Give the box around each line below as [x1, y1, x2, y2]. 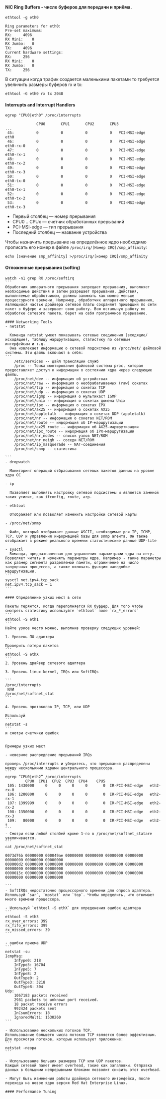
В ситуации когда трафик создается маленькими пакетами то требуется [5, 76, 160, 82]
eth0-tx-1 [5, 187, 26, 192]
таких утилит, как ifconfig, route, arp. [5, 494, 92, 499]
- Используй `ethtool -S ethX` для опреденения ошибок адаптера [5, 905, 141, 911]
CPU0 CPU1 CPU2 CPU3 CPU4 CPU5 [25, 779, 106, 784]
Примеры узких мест [5, 744, 46, 749]
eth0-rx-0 [5, 143, 26, 148]
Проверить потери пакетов [5, 643, 59, 648]
